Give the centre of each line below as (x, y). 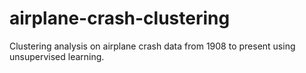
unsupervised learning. (57, 56)
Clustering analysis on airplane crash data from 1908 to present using (152, 46)
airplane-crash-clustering (120, 18)
